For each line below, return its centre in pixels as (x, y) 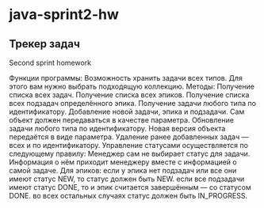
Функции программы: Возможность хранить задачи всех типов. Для (126, 78)
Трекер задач (44, 44)
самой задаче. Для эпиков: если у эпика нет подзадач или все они (123, 170)
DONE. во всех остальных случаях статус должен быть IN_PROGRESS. (128, 196)
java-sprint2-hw (64, 15)
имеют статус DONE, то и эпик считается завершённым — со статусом (130, 187)
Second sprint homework (50, 62)
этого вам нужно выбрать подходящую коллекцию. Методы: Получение (132, 86)
